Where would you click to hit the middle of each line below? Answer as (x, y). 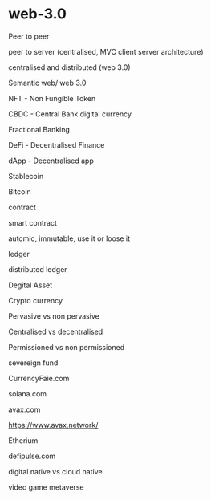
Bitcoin (20, 191)
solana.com (27, 393)
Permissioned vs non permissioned (67, 347)
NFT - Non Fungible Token (52, 98)
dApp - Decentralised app (51, 161)
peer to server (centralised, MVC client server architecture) (106, 51)
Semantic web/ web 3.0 (47, 83)
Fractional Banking (39, 129)
